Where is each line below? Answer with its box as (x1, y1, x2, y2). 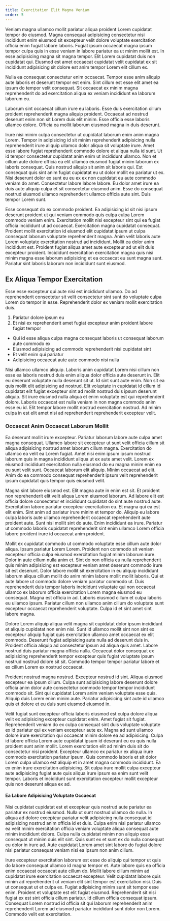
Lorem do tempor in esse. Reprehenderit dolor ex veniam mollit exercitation (5, 299, 162, 305)
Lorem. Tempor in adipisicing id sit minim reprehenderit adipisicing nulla (5, 137, 156, 143)
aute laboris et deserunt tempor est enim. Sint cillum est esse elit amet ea (5, 79, 159, 85)
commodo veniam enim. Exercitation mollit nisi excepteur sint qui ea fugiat (5, 217, 161, 223)
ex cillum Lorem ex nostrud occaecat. (5, 664, 84, 670)
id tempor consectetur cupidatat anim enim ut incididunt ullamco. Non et (5, 153, 157, 159)
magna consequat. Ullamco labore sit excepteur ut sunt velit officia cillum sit (5, 440, 165, 446)
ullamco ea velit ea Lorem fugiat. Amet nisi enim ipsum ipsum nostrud (5, 450, 151, 456)
